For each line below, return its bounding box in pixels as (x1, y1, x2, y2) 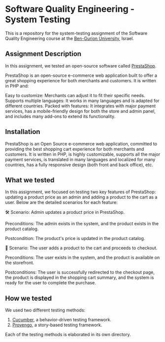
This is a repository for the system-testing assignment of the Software (5, 30, 148, 36)
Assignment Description (5, 50, 82, 58)
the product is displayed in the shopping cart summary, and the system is (5, 274, 154, 280)
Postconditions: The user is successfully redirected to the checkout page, (5, 270, 155, 275)
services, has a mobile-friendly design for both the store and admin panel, (5, 108, 156, 114)
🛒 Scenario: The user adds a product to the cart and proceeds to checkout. (5, 245, 158, 251)
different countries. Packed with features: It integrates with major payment (5, 103, 156, 109)
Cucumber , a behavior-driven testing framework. (12, 317, 112, 323)
